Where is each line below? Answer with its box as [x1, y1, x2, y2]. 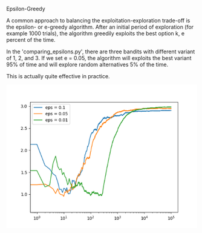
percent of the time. [6, 36, 56, 43]
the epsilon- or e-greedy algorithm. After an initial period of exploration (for [6, 24, 194, 30]
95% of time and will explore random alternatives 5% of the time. [6, 61, 168, 68]
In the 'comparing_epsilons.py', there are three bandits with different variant [6, 48, 195, 55]
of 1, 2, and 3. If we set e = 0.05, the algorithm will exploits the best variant [6, 55, 192, 61]
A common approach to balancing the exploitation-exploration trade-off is [6, 17, 191, 24]
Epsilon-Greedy [6, 5, 45, 12]
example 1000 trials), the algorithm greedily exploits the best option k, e [6, 30, 185, 37]
